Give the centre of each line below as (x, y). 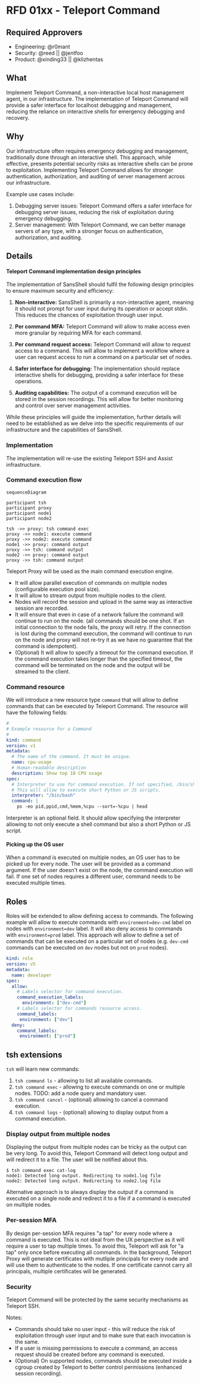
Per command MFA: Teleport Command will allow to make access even (102, 327)
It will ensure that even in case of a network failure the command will (99, 614)
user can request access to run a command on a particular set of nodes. (103, 357)
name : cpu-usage (32, 762)
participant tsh (26, 503)
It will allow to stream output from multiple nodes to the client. (90, 595)
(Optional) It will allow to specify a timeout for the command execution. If (104, 652)
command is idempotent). (46, 646)
